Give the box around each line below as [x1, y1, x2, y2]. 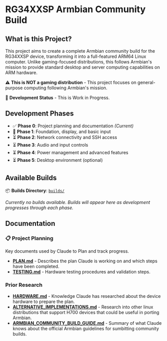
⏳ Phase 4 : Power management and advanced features [12, 149, 129, 155]
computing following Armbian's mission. [23, 85, 108, 91]
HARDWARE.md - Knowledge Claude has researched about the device [12, 293, 161, 299]
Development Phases [5, 109, 74, 118]
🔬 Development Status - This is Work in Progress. [5, 95, 110, 100]
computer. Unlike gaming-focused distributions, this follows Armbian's [5, 59, 152, 64]
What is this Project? [5, 35, 72, 43]
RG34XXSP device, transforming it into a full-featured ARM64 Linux [5, 53, 147, 59]
